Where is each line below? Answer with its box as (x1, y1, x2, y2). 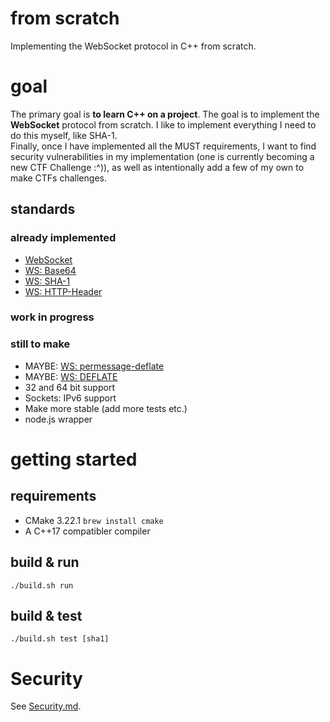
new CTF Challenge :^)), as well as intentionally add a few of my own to (10, 161, 305, 173)
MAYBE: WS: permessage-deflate (24, 360, 165, 372)
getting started (10, 448, 138, 471)
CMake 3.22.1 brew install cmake (24, 514, 164, 526)
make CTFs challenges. (10, 172, 107, 184)
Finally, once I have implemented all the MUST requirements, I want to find (10, 140, 317, 152)
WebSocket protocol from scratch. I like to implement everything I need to (10, 118, 317, 131)
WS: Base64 (24, 264, 77, 276)
